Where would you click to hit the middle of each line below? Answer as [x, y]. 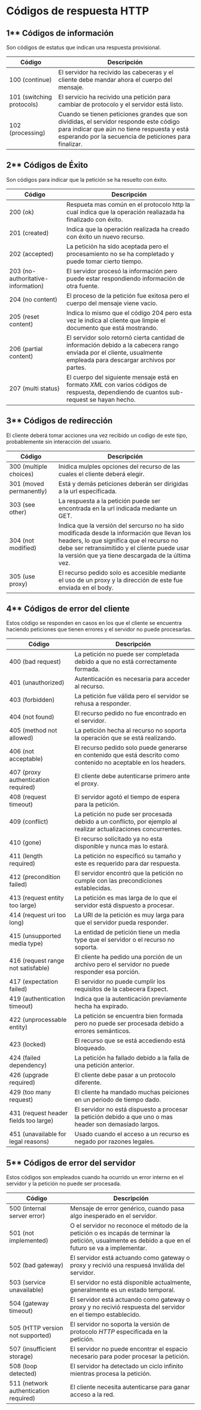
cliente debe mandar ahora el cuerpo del [115, 80]
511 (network [29, 1384]
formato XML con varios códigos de [117, 384]
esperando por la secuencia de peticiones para [124, 137]
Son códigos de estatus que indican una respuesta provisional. [84, 47]
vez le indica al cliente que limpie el [116, 320]
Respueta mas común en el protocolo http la [128, 205]
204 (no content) [33, 299]
